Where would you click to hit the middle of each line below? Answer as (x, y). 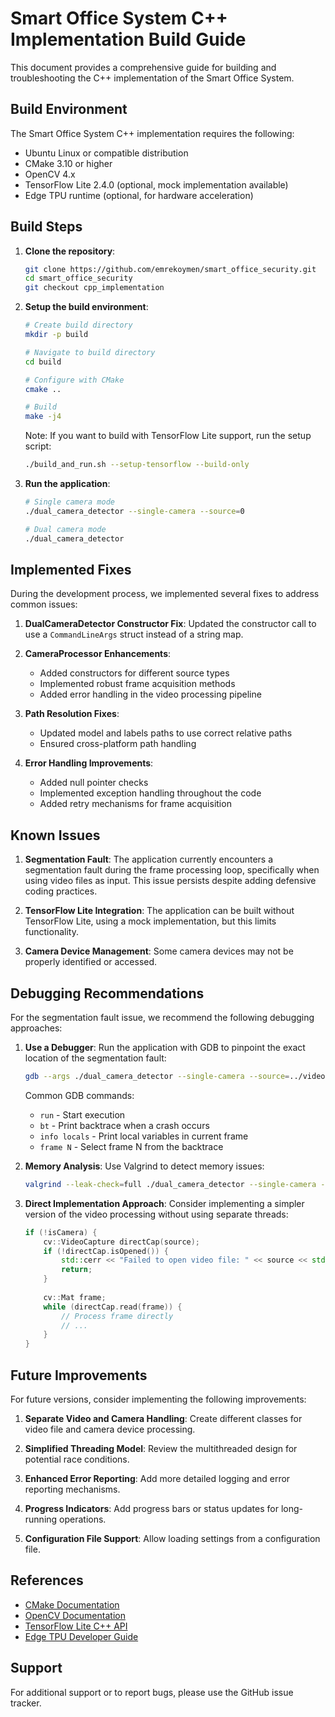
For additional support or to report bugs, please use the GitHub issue (152, 1692)
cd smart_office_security (78, 278)
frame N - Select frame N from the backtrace (131, 1146)
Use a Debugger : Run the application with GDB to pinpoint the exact (165, 1047)
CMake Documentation (72, 1604)
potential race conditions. (77, 1459)
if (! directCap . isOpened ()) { (106, 1251)
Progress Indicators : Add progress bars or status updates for (151, 1508)
